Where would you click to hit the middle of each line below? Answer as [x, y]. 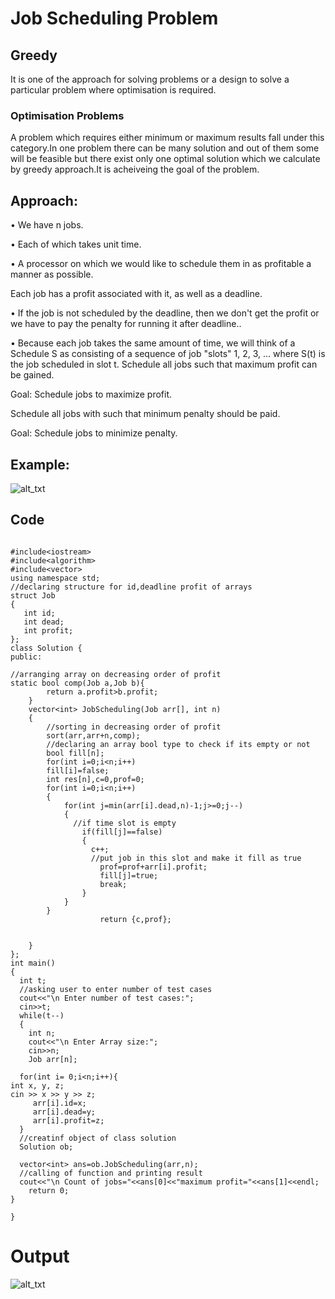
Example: [40, 464]
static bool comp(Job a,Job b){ [77, 683]
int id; [39, 613]
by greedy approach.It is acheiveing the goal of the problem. [135, 169]
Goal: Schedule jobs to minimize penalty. [94, 433]
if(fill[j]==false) [122, 832]
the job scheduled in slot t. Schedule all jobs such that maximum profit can [164, 364]
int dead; [44, 622]
